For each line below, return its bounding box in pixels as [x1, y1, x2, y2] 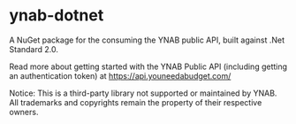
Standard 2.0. [9, 43, 59, 54]
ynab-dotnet [9, 5, 104, 26]
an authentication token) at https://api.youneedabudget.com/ [9, 70, 231, 81]
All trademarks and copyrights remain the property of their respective [9, 97, 262, 107]
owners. [9, 106, 39, 117]
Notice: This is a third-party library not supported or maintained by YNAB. [9, 88, 277, 98]
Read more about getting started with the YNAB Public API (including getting [9, 61, 288, 72]
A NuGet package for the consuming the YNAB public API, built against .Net [9, 35, 285, 45]
